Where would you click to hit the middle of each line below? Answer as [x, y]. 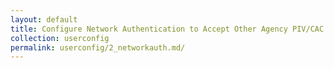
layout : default [44, 19]
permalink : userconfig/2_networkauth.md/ [98, 47]
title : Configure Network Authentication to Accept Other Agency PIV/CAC [167, 29]
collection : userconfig [60, 38]
